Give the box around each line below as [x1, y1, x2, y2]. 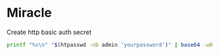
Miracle [6, 5, 52, 21]
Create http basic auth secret [6, 28, 92, 36]
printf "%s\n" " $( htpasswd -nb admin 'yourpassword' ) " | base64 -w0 [6, 41, 213, 48]
